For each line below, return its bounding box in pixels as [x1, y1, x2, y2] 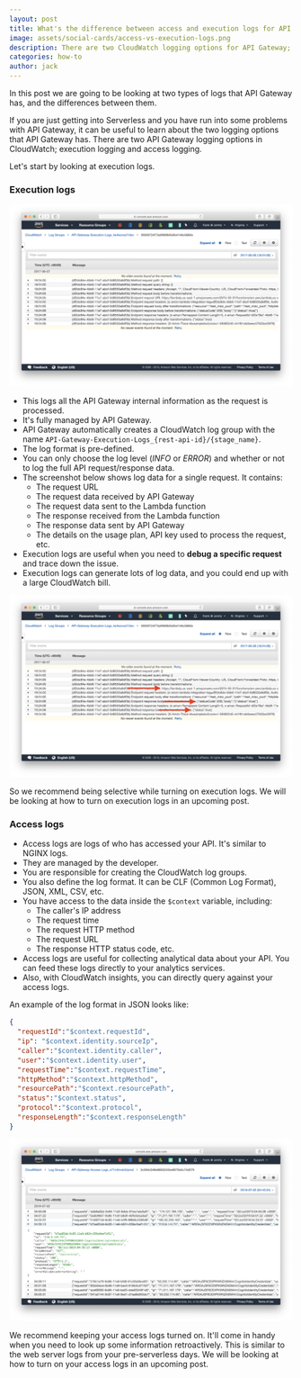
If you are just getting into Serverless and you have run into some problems [9, 115, 288, 125]
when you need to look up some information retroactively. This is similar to [9, 1339, 286, 1350]
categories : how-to [9, 52, 83, 62]
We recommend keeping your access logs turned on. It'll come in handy [9, 1330, 276, 1341]
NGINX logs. [22, 848, 69, 859]
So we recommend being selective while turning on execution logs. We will [9, 786, 287, 797]
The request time [35, 914, 100, 926]
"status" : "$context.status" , [17, 1094, 127, 1103]
